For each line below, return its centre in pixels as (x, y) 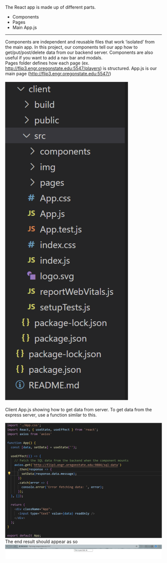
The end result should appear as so (42, 542)
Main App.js (25, 27)
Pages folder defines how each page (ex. (47, 63)
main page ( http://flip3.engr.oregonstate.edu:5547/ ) (58, 74)
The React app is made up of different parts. (50, 7)
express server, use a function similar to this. (51, 415)
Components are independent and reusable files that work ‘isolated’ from (80, 42)
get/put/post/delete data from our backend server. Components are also (79, 52)
